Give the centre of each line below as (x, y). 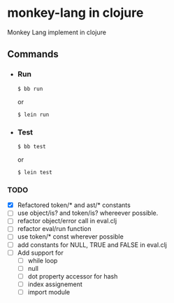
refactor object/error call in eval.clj (67, 221)
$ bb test (32, 146)
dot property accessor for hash (73, 276)
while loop (43, 260)
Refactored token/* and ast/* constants (74, 205)
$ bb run (30, 89)
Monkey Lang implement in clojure (57, 32)
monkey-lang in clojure (75, 13)
